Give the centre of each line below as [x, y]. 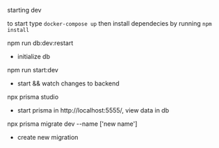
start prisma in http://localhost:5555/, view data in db [93, 110]
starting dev [24, 10]
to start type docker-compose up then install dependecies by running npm [109, 23]
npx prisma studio [33, 97]
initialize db [34, 56]
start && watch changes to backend [68, 83]
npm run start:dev [33, 70]
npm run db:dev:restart [40, 43]
